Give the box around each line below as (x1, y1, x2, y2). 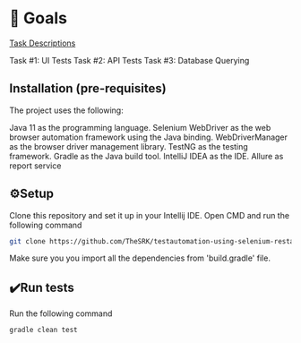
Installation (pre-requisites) (9, 81, 168, 97)
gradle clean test (9, 326, 78, 335)
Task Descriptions (9, 38, 76, 48)
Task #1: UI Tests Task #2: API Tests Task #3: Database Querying (9, 55, 250, 65)
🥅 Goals (9, 8, 67, 29)
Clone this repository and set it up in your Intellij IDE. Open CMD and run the (9, 210, 289, 220)
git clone (9, 236, 47, 245)
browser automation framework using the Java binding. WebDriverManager (9, 132, 288, 142)
